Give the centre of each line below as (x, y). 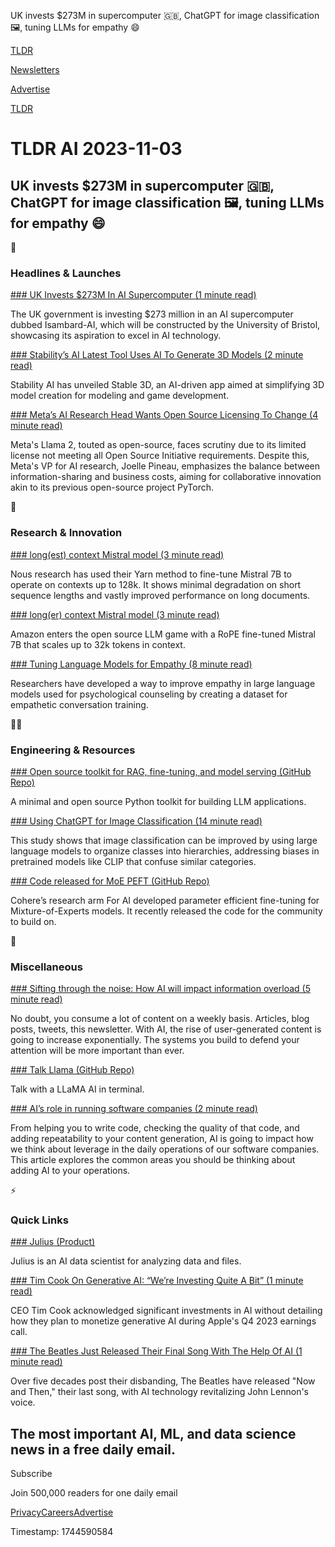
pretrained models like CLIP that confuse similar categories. (133, 861)
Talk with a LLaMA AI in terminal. (77, 1089)
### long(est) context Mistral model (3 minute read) (117, 554)
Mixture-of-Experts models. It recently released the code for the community (166, 911)
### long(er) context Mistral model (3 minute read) (115, 614)
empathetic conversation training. (79, 704)
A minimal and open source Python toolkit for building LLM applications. (158, 801)
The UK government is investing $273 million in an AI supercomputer (152, 314)
